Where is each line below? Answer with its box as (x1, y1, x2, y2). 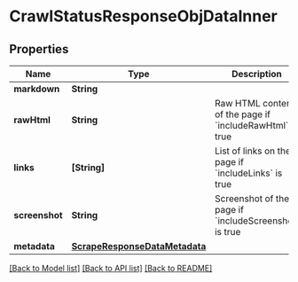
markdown (13, 82, 60, 95)
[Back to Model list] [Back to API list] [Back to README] (9, 263, 213, 273)
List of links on (214, 145, 276, 157)
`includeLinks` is (214, 167, 283, 179)
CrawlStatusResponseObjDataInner (9, 6, 278, 27)
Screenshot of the (214, 192, 290, 205)
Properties (9, 42, 69, 57)
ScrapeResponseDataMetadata (71, 240, 207, 252)
